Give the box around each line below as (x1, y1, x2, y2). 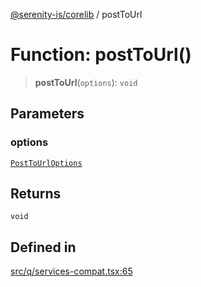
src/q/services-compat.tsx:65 (10, 265, 133, 278)
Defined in (10, 239, 77, 256)
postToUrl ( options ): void (34, 76, 138, 88)
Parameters (10, 105, 85, 123)
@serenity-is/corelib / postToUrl (10, 9, 143, 20)
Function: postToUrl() (10, 44, 192, 66)
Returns (10, 185, 62, 203)
